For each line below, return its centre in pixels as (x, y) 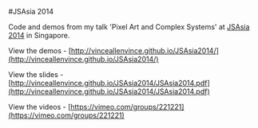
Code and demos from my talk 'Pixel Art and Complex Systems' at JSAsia (129, 27)
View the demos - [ (40, 50)
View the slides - (36, 74)
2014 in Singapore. (39, 35)
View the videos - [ (40, 107)
